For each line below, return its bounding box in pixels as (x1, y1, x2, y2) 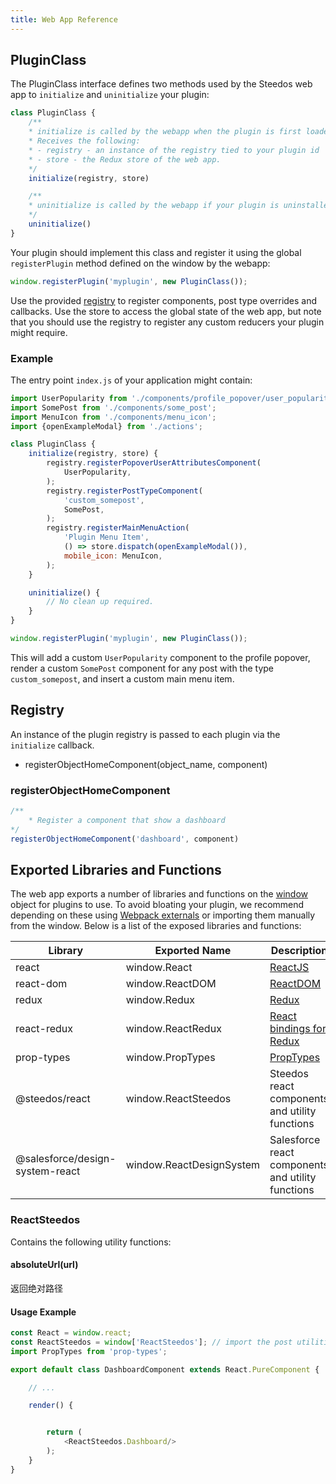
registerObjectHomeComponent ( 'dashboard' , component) (10, 834, 240, 844)
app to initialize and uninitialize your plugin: (10, 89, 210, 101)
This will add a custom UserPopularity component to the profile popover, (10, 651, 311, 663)
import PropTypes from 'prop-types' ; (10, 1346, 168, 1356)
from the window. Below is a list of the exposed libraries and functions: (10, 920, 302, 932)
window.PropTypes (125, 1051, 216, 1065)
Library (48, 944, 84, 958)
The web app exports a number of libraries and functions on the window (10, 888, 308, 900)
